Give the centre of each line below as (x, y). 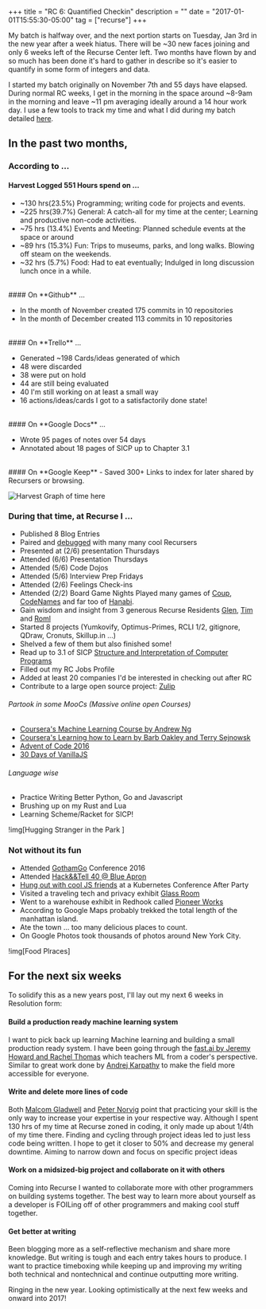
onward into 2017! (37, 1299)
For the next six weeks (65, 976)
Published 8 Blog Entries (60, 534)
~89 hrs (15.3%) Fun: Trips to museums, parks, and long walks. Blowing (137, 245)
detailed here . (31, 118)
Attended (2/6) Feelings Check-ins (76, 584)
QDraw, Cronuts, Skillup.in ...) (68, 635)
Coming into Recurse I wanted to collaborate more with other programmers (131, 1187)
